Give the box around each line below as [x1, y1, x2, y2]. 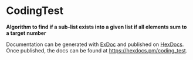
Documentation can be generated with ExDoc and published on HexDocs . [6, 41, 184, 48]
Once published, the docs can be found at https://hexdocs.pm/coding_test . [6, 47, 188, 54]
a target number [6, 29, 46, 36]
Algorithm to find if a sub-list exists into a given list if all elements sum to [6, 23, 187, 30]
